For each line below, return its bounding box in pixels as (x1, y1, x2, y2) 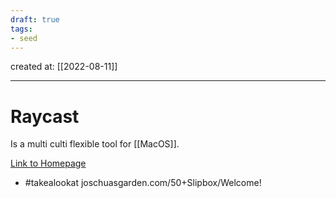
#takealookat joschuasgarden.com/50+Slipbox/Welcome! (24, 177, 262, 189)
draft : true (10, 14, 60, 25)
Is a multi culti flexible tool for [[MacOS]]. (10, 138, 180, 150)
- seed (10, 33, 38, 43)
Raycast (10, 105, 80, 128)
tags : (10, 24, 33, 34)
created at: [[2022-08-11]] (10, 61, 118, 73)
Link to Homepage (10, 157, 87, 170)
